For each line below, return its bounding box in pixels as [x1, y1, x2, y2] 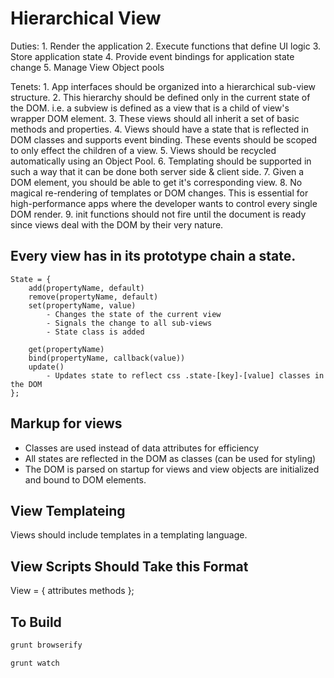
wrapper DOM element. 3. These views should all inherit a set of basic [10, 112, 300, 124]
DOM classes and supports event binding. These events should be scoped [10, 133, 318, 146]
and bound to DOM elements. [24, 473, 147, 486]
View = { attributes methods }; [10, 585, 135, 597]
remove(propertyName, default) [28, 292, 159, 302]
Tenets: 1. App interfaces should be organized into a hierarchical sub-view [10, 80, 317, 92]
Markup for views [10, 415, 123, 432]
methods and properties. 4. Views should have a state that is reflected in [10, 123, 310, 135]
